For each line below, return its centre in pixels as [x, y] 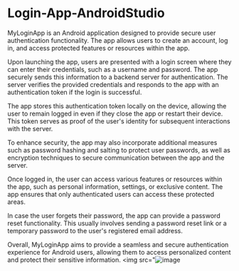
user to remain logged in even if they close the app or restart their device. [115, 113]
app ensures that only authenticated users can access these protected [111, 194]
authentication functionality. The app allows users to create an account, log [118, 40]
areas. [17, 202]
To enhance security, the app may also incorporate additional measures [112, 142]
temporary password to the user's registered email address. [95, 230]
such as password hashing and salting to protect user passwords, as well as [119, 150]
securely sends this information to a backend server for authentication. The [118, 77]
